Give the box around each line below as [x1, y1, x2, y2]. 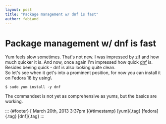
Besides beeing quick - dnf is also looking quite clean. [5, 65, 115, 71]
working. [5, 98, 23, 104]
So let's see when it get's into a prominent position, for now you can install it [5, 70, 161, 76]
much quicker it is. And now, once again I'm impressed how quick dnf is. [5, 59, 153, 65]
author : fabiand [5, 16, 39, 21]
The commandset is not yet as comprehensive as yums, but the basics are [5, 93, 157, 99]
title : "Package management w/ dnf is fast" [5, 12, 99, 17]
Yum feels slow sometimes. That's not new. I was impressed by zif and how [5, 54, 160, 60]
